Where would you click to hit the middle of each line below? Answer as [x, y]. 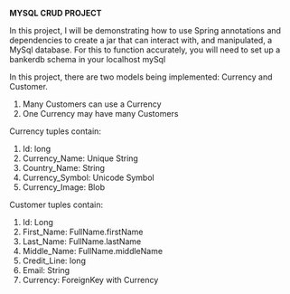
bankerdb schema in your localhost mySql [88, 59]
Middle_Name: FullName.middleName [93, 251]
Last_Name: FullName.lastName [82, 242]
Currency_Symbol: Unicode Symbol [89, 177]
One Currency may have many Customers [100, 114]
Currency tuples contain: [56, 131]
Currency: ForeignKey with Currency [90, 280]
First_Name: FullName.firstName [83, 232]
